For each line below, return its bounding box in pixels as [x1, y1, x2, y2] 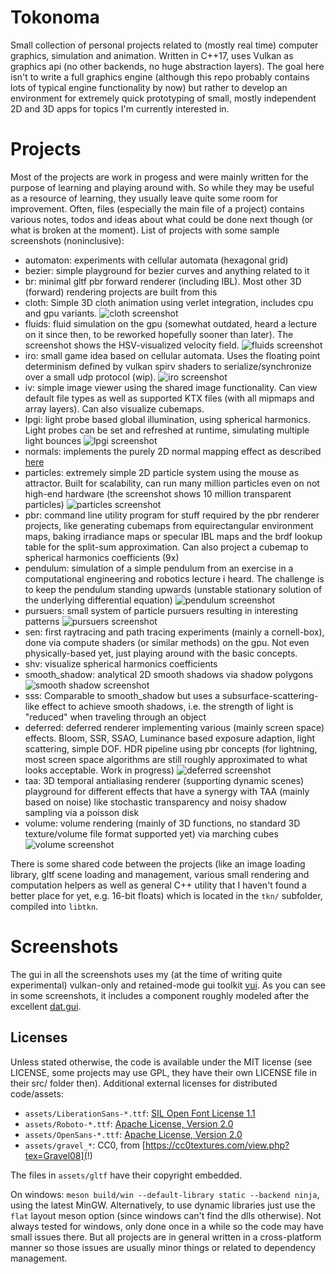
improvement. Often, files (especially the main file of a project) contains [10, 202, 305, 215]
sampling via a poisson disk [24, 806, 140, 818]
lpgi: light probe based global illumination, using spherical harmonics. [24, 413, 312, 425]
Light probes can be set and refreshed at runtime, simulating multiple [24, 424, 310, 436]
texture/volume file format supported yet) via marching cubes [24, 827, 279, 840]
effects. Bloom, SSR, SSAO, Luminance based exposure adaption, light [24, 732, 315, 744]
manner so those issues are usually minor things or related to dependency [10, 1241, 317, 1253]
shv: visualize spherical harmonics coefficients [24, 657, 218, 670]
